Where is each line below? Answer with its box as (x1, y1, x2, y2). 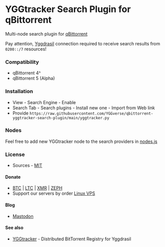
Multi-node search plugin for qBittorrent (5, 31, 88, 37)
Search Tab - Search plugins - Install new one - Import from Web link (12, 105, 155, 111)
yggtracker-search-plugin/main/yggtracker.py (12, 115, 109, 120)
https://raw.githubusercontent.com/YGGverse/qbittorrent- (29, 111, 153, 116)
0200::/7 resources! (5, 46, 47, 52)
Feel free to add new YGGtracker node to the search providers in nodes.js (5, 138, 157, 144)
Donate (5, 174, 21, 180)
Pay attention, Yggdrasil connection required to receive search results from (5, 40, 160, 46)
